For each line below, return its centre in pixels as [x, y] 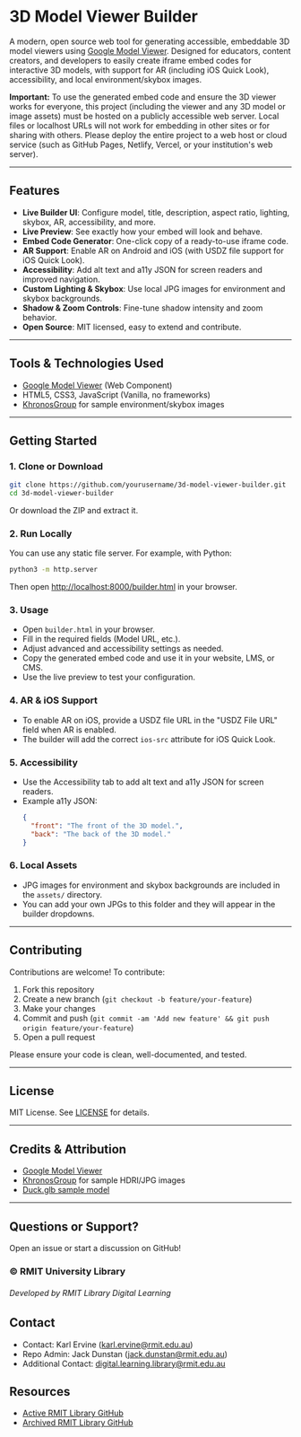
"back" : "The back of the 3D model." [101, 834]
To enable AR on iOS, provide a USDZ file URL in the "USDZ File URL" [150, 720]
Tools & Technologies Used [86, 364]
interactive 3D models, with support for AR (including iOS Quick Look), [139, 70]
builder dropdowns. [58, 914]
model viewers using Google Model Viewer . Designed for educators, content [150, 50]
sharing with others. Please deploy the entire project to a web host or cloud [148, 135]
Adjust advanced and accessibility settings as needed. [123, 649]
